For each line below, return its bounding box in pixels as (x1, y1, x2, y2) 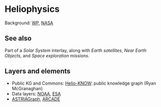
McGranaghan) (11, 85, 43, 91)
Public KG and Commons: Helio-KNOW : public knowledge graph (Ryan (11, 80, 157, 86)
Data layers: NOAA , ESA (11, 91, 61, 97)
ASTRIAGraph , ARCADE (11, 96, 60, 102)
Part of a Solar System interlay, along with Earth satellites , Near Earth (4, 47, 147, 53)
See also (4, 34, 32, 43)
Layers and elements (4, 67, 70, 75)
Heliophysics (4, 3, 60, 15)
